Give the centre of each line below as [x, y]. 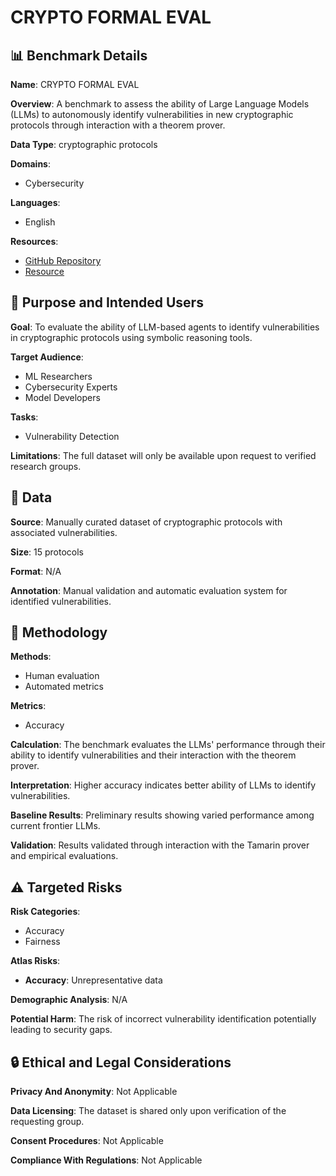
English [40, 222]
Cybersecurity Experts [71, 387]
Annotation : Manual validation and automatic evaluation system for [149, 590]
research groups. [46, 466]
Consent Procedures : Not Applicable [87, 1141]
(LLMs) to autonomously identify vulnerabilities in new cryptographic [152, 114]
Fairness [42, 942]
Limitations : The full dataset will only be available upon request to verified [163, 455]
